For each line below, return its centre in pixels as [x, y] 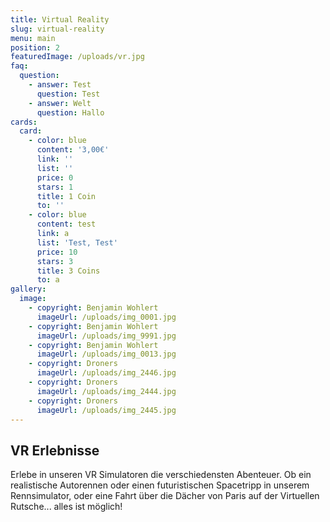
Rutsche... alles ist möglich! [66, 507]
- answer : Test [60, 85]
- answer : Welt [60, 103]
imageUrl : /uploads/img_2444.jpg [106, 391]
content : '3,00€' [73, 150]
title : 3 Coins [68, 271]
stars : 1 [55, 187]
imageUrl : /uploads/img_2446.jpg [106, 373]
